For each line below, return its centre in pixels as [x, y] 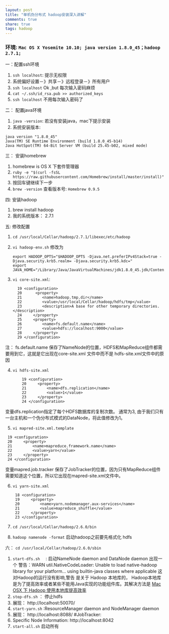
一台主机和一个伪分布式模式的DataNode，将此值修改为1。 [65, 418]
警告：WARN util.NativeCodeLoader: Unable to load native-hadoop [88, 565]
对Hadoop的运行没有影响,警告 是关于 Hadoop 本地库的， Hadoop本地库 [87, 578]
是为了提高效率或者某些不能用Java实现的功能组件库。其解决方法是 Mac [87, 584]
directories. [146, 307]
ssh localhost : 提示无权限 [40, 75]
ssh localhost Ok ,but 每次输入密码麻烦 [54, 88]
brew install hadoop [33, 210]
